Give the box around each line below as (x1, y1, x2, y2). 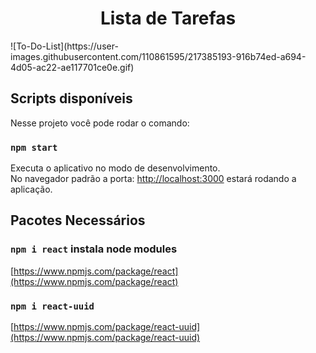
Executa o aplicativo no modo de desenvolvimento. (10, 162, 221, 174)
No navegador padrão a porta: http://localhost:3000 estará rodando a (10, 173, 297, 185)
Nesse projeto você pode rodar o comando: (10, 117, 190, 129)
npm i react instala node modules (10, 242, 178, 256)
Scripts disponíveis (10, 90, 133, 107)
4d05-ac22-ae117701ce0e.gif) (10, 61, 135, 73)
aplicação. (10, 183, 53, 196)
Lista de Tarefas (99, 7, 237, 30)
